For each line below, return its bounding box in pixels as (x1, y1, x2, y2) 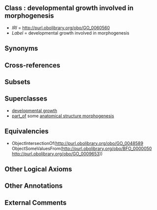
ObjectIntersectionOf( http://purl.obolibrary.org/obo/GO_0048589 (11, 140, 143, 146)
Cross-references (4, 61, 61, 70)
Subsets (4, 77, 30, 86)
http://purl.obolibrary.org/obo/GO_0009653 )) (11, 150, 103, 157)
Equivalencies (4, 127, 49, 136)
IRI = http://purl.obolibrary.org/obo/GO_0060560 (11, 25, 110, 31)
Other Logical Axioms (4, 165, 72, 173)
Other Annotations (4, 182, 63, 190)
